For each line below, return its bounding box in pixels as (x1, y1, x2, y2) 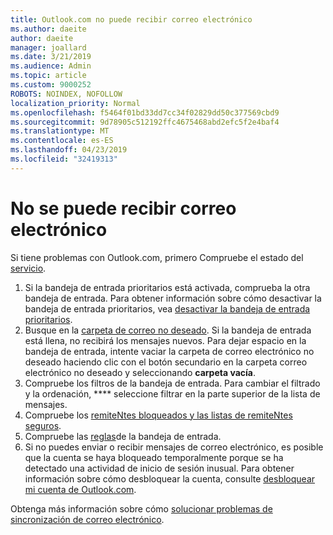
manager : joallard (10, 42, 87, 53)
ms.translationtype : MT (10, 126, 110, 136)
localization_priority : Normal (10, 98, 141, 108)
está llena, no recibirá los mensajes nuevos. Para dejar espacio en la (24, 334, 307, 346)
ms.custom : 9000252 (10, 80, 92, 90)
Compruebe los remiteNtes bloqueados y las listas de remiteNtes (24, 409, 293, 421)
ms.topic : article (10, 71, 87, 81)
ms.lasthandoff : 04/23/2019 (10, 145, 128, 155)
